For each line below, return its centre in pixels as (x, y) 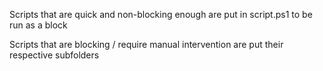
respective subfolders (54, 55)
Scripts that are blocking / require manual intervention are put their (146, 44)
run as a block (38, 25)
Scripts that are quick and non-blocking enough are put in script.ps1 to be (161, 14)
